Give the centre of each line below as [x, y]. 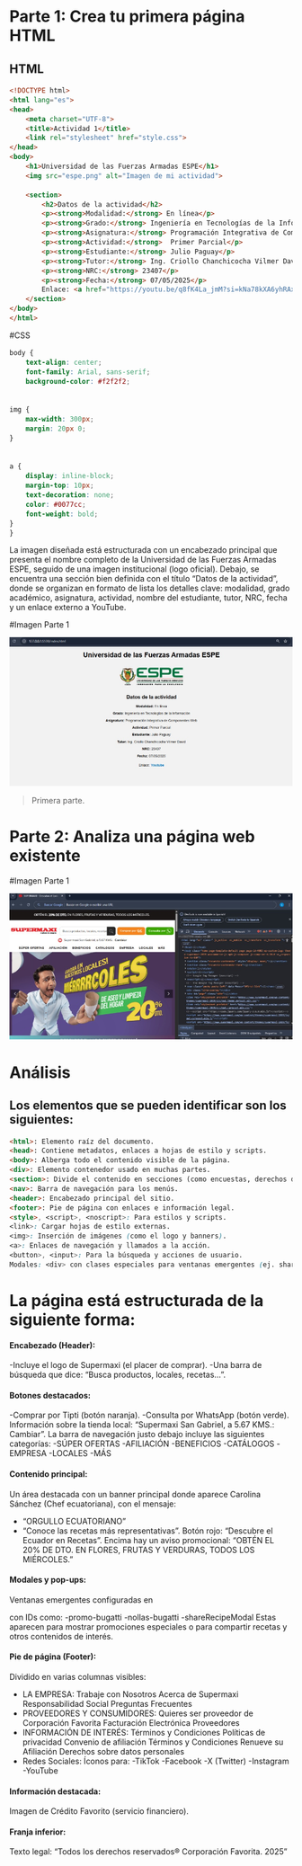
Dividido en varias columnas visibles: [78, 1677]
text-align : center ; [64, 362]
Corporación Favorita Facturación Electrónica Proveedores [131, 1723]
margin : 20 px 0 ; [56, 429]
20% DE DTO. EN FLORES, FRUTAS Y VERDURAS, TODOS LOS [138, 1550]
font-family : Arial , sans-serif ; [88, 372]
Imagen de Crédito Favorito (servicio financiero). [99, 1811]
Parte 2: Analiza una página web [132, 837]
